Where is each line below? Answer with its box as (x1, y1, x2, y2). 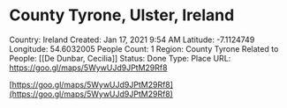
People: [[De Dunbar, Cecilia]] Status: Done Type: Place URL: (9, 53, 231, 63)
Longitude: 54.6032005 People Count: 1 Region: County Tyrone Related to (9, 43, 279, 54)
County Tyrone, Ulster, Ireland (9, 5, 235, 25)
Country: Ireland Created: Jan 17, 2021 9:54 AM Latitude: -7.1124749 (9, 34, 255, 45)
